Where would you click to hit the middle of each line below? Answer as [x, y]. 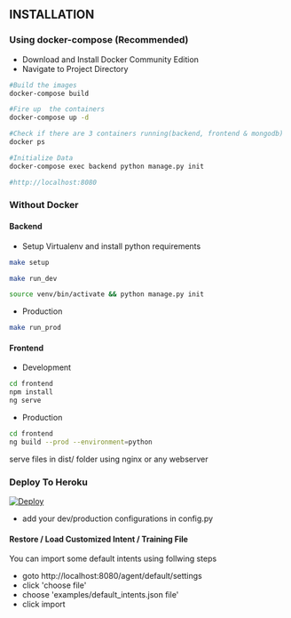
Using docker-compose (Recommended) [99, 40]
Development [47, 367]
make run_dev [33, 278]
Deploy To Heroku [49, 482]
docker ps [28, 142]
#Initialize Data [41, 158]
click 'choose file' [54, 585]
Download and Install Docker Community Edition [110, 59]
